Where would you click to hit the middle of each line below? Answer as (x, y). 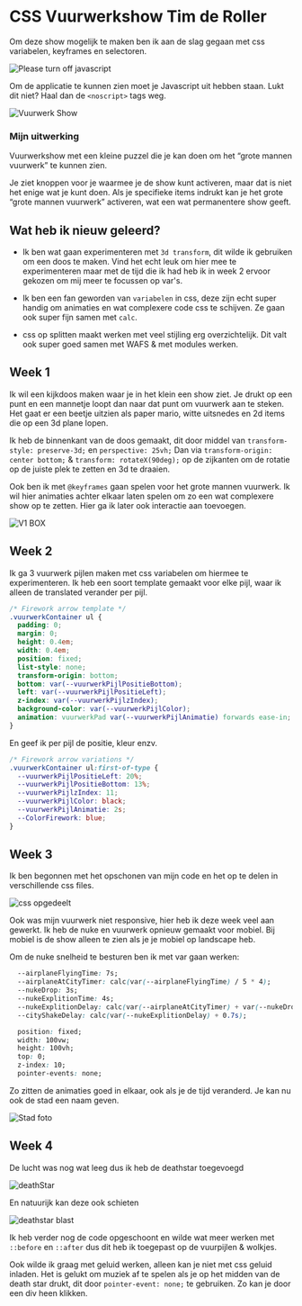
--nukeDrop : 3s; (48, 991)
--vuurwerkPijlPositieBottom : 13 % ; (84, 785)
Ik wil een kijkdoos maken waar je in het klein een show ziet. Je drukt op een (151, 394)
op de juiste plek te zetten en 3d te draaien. (90, 469)
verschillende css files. (52, 886)
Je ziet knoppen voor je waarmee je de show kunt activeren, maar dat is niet (151, 183)
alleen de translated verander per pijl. (79, 592)
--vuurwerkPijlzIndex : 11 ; (68, 793)
